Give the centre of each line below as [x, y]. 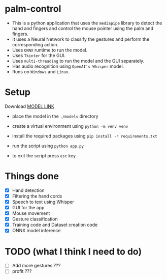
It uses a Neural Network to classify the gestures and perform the [81, 39]
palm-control [33, 9]
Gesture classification [35, 219]
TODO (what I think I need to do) [73, 251]
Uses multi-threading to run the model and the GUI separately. [78, 61]
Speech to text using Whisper [43, 202]
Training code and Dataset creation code [55, 225]
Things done [32, 176]
